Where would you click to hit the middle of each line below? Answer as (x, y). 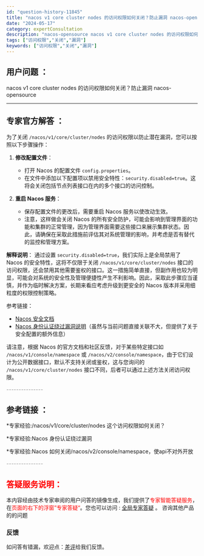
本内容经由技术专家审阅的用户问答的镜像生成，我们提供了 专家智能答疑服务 (99, 500)
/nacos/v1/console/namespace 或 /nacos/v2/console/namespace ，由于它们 (97, 354)
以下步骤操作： (30, 144)
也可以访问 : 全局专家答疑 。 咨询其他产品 (142, 508)
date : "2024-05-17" (31, 23)
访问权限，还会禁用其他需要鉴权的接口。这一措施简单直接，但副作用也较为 (99, 270)
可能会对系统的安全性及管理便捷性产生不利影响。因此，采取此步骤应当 (104, 277)
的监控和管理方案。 (48, 242)
